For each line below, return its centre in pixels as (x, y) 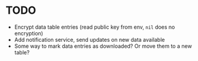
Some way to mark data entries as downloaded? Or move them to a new (103, 46)
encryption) (28, 33)
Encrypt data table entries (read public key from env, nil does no (95, 27)
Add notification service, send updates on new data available (89, 39)
